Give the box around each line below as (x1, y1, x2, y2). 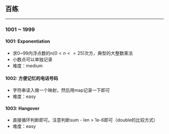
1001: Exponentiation (5, 38, 50, 44)
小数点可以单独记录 (12, 56, 53, 62)
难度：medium (12, 62, 43, 69)
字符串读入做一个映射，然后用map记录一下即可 (12, 87, 110, 93)
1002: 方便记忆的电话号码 (5, 75, 58, 81)
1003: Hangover (5, 105, 40, 111)
